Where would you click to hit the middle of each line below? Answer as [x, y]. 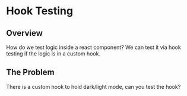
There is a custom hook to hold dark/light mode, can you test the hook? [93, 86]
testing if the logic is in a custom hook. [53, 54]
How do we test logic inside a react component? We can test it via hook [93, 47]
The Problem [30, 72]
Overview [25, 33]
